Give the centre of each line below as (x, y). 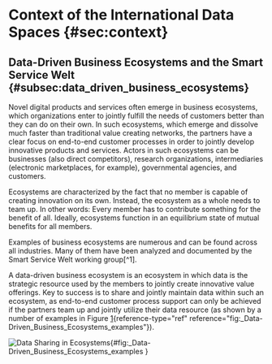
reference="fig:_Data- (227, 318)
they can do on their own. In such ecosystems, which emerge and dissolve (133, 124)
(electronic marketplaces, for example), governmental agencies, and (123, 167)
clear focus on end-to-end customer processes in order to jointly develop (131, 141)
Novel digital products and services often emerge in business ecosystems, (133, 107)
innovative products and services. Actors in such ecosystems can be (124, 150)
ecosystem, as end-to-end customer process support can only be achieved (135, 301)
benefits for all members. (50, 226)
